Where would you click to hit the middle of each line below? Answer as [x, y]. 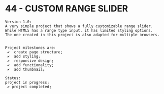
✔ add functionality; [31, 65]
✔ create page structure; [35, 52]
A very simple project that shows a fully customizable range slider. [79, 26]
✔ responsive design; [31, 61]
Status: [13, 78]
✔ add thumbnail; [26, 69]
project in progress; [27, 82]
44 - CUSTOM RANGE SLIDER [66, 9]
